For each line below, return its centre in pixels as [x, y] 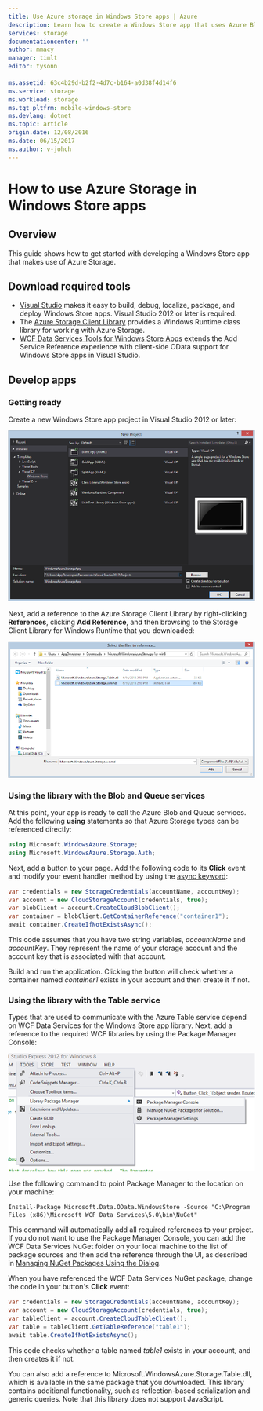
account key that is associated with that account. [87, 956]
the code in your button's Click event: [69, 1287]
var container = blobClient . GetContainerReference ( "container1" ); [119, 916]
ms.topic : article [38, 124]
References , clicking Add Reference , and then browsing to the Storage [123, 622]
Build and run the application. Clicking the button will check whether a [121, 972]
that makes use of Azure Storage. [62, 261]
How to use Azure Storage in [103, 189]
